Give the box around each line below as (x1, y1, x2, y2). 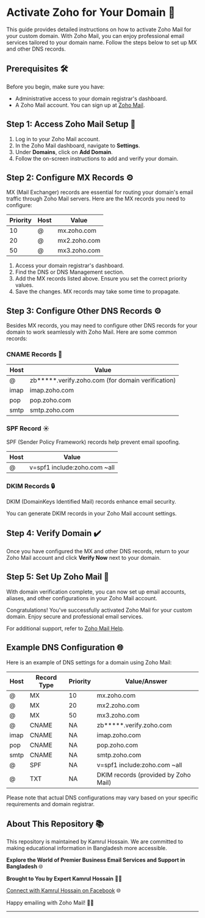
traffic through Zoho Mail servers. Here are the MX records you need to (6, 195, 186, 202)
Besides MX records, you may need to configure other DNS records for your (6, 322, 198, 329)
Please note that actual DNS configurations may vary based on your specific (6, 794, 198, 801)
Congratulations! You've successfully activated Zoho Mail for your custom (6, 606, 192, 614)
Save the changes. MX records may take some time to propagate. (15, 288, 180, 295)
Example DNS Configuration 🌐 (6, 642, 124, 653)
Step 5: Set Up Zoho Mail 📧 (6, 571, 110, 582)
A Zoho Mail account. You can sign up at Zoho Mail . (15, 101, 145, 109)
